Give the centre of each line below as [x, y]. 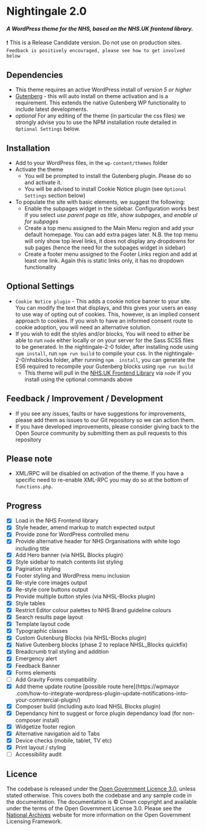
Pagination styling [38, 569]
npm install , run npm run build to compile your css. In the [89, 353]
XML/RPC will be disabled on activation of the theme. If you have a [99, 473]
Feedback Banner [37, 665]
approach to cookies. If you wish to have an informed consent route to [104, 321]
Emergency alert [36, 659]
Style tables [30, 603]
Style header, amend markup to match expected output [85, 527]
